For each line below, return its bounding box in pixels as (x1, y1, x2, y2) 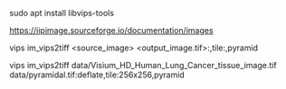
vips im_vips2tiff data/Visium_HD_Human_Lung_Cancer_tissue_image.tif (9, 60, 278, 70)
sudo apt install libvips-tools (9, 8, 115, 18)
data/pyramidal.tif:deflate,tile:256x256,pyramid (9, 69, 186, 80)
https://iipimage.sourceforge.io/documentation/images (9, 25, 214, 35)
